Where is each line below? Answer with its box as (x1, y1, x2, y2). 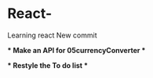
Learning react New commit (7, 30, 97, 40)
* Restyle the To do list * (7, 60, 88, 70)
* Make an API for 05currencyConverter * (7, 45, 146, 55)
